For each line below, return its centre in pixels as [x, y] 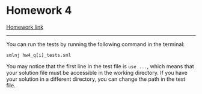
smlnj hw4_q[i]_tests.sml [38, 55]
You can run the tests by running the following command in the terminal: [96, 44]
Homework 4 [39, 10]
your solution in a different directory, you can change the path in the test [96, 79]
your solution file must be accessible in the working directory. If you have [97, 72]
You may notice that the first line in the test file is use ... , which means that [100, 66]
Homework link [25, 27]
